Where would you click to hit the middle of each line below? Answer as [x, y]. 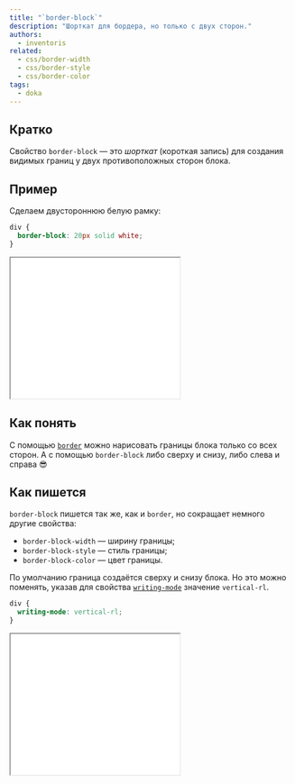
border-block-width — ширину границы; [99, 541]
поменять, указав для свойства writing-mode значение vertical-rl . [139, 588]
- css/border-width [54, 59]
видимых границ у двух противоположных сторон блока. [120, 161]
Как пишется [48, 492]
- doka [30, 93]
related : [26, 51]
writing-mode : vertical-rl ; [70, 612]
